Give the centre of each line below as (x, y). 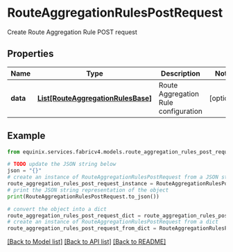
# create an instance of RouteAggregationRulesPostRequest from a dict (113, 222)
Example (26, 136)
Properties (31, 54)
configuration (181, 111)
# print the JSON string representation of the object (88, 190)
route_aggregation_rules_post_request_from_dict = (82, 228)
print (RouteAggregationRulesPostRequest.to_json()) (83, 196)
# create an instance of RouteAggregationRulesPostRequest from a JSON (113, 177)
